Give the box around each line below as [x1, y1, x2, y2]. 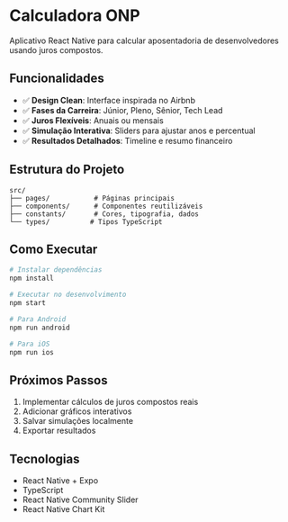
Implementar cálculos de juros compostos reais [22, 397, 199, 408]
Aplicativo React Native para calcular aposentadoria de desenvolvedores [9, 35, 279, 46]
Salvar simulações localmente [22, 416, 133, 427]
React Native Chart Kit [22, 504, 105, 514]
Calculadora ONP [9, 5, 141, 26]
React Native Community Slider [22, 494, 139, 505]
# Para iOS [9, 339, 50, 348]
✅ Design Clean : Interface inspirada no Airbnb [22, 94, 196, 105]
